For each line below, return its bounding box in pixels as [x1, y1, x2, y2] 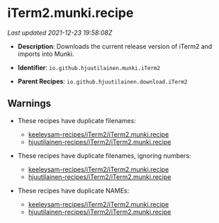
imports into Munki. [17, 50, 74, 58]
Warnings [7, 98, 52, 110]
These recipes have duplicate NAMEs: [17, 186, 130, 195]
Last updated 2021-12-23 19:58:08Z [7, 28, 113, 37]
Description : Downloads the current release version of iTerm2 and [17, 42, 213, 50]
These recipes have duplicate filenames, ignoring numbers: [17, 151, 191, 160]
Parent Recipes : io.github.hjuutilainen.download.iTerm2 [17, 76, 188, 86]
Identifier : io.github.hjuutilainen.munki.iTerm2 [17, 63, 161, 72]
